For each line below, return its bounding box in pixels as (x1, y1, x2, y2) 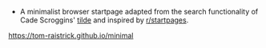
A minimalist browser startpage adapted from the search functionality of (19, 7, 259, 16)
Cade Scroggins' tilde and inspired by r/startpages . (19, 15, 189, 25)
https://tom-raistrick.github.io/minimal (8, 31, 134, 40)
